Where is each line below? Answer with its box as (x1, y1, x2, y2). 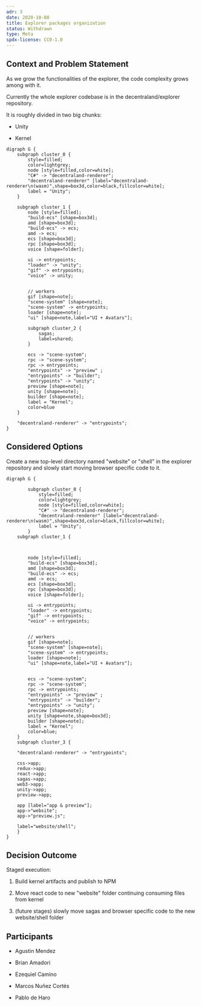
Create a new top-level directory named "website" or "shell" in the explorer (6, 458, 192, 465)
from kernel (14, 896, 44, 903)
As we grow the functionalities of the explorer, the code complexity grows (6, 75, 189, 82)
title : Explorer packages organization (6, 20, 106, 26)
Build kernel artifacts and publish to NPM (14, 878, 116, 885)
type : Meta (6, 31, 34, 37)
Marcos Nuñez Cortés (14, 983, 70, 990)
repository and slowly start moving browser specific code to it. (6, 464, 161, 471)
